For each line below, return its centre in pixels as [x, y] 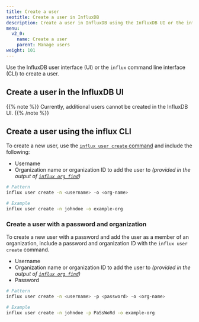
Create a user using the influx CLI [69, 131]
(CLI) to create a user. [33, 73]
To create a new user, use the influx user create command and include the [99, 146]
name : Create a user [42, 39]
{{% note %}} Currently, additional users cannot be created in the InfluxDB [97, 106]
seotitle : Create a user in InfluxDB [53, 17]
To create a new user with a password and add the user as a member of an [98, 237]
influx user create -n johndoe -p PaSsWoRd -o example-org [81, 312]
